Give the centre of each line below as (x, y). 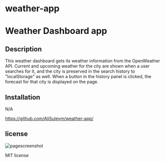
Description (23, 49)
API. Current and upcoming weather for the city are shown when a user (78, 66)
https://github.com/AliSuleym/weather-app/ (49, 119)
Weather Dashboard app (56, 31)
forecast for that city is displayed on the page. (52, 82)
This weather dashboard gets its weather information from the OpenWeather (82, 61)
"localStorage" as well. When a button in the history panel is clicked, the (78, 77)
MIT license (17, 155)
